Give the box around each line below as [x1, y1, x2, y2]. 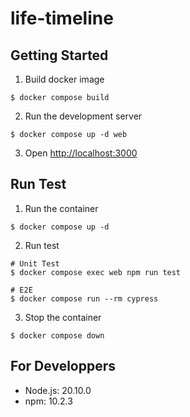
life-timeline [10, 7, 114, 30]
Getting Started [10, 47, 109, 64]
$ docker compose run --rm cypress [10, 293, 159, 304]
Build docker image [24, 73, 105, 85]
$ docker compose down [10, 330, 105, 341]
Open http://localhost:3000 [24, 147, 138, 159]
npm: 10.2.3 [24, 395, 73, 407]
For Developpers [10, 358, 117, 375]
